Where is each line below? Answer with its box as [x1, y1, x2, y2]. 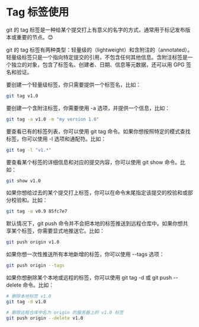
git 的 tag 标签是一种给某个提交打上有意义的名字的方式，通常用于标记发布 [6, 26, 185, 33]
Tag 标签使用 [6, 5, 69, 19]
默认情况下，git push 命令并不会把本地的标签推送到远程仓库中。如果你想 [6, 220, 183, 227]
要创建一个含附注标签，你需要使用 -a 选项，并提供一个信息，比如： [6, 104, 171, 112]
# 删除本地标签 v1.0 [6, 293, 52, 300]
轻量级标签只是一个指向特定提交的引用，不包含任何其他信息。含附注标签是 [6, 53, 188, 61]
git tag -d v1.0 [6, 299, 46, 304]
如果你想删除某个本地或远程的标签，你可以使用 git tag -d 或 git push [6, 274, 172, 281]
